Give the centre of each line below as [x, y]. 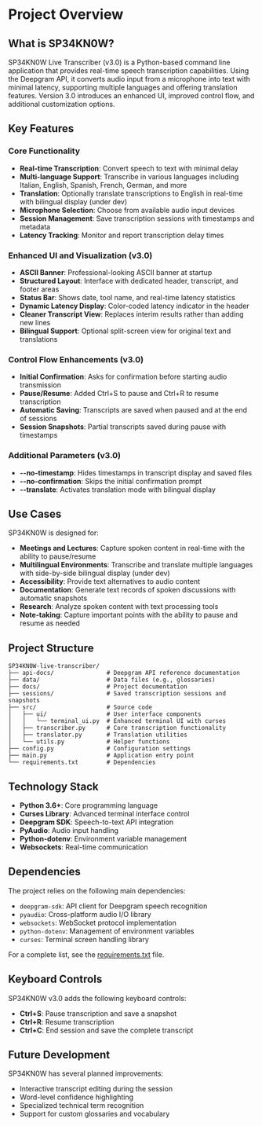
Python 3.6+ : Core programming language [89, 805]
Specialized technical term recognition [82, 1106]
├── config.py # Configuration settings [100, 749]
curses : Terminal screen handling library [84, 939]
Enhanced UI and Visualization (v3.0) [80, 255]
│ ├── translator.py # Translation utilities [98, 735]
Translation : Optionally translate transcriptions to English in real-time [131, 193]
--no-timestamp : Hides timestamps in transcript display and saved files [136, 472]
